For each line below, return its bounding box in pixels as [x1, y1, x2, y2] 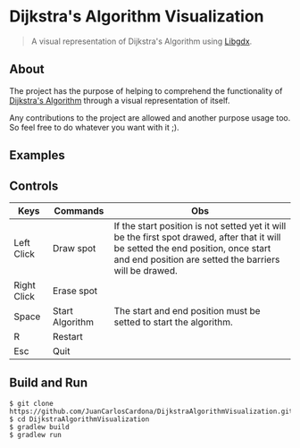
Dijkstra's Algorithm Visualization [9, 6, 265, 27]
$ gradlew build [9, 422, 70, 431]
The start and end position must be [113, 304, 261, 317]
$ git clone [9, 399, 54, 408]
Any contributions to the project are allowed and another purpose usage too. [9, 112, 291, 123]
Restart [52, 330, 83, 342]
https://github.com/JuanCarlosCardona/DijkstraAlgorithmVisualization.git [9, 407, 294, 416]
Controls [9, 178, 59, 193]
